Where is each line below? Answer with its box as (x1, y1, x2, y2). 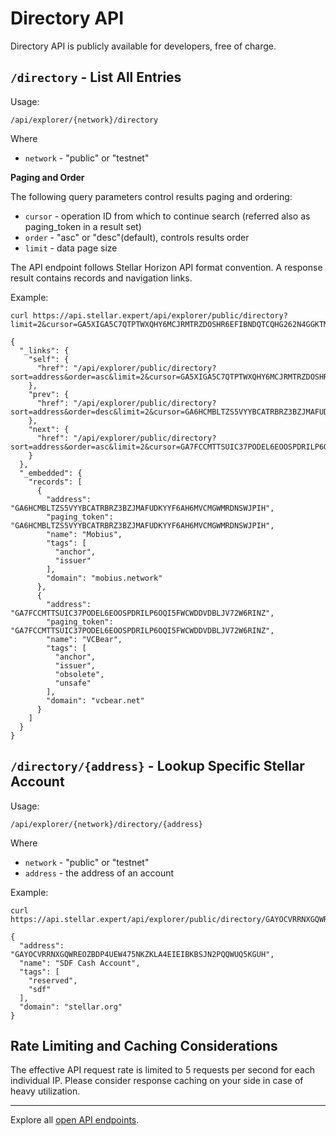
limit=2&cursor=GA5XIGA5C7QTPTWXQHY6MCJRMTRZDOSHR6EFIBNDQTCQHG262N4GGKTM (10, 319, 329, 329)
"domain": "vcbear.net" (46, 695, 145, 706)
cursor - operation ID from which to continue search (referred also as (24, 210, 311, 222)
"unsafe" (54, 678, 92, 688)
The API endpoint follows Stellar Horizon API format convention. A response (10, 261, 323, 273)
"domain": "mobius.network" (46, 573, 163, 583)
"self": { (28, 354, 70, 364)
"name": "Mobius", (46, 529, 123, 539)
